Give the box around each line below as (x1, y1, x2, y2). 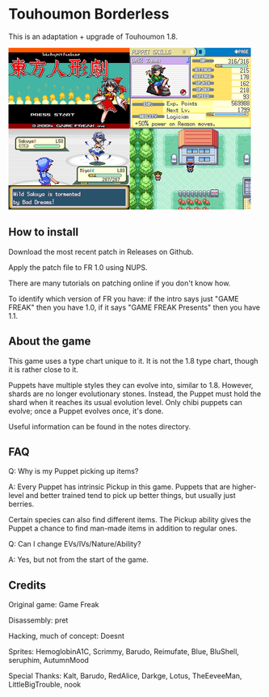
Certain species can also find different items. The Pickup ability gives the (8, 515, 252, 525)
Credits (8, 578, 47, 592)
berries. (8, 499, 35, 509)
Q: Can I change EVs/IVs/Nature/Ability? (8, 539, 141, 549)
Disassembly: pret (8, 615, 69, 625)
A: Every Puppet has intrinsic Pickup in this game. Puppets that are (8, 482, 231, 492)
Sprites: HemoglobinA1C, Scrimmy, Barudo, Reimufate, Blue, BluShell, (8, 647, 240, 657)
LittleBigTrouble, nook (8, 680, 82, 690)
